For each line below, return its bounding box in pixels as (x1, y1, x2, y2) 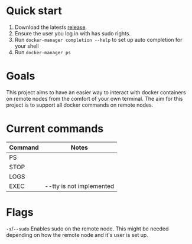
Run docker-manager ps (14, 48, 71, 55)
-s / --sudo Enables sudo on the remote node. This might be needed (6, 225, 169, 232)
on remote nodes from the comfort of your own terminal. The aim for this (6, 95, 183, 102)
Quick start (6, 4, 62, 18)
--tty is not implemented (44, 182, 115, 190)
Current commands (6, 122, 104, 136)
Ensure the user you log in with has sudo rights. (14, 29, 131, 37)
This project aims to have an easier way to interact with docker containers (6, 88, 186, 95)
